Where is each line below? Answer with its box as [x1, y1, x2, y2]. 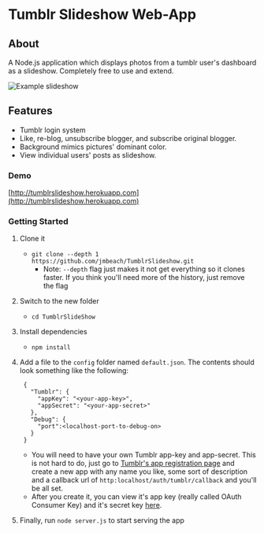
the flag [43, 281, 69, 291]
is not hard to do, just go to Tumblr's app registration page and [31, 459, 235, 468]
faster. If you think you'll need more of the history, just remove [43, 273, 245, 282]
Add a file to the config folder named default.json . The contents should [19, 357, 255, 367]
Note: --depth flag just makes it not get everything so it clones [43, 264, 246, 274]
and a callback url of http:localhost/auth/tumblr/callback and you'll [31, 475, 258, 485]
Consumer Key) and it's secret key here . [31, 501, 162, 510]
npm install [31, 344, 71, 352]
